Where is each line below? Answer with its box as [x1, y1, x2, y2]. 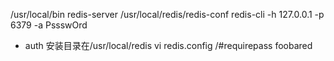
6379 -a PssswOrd [10, 19, 88, 31]
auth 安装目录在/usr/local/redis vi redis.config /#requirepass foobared [24, 40, 313, 51]
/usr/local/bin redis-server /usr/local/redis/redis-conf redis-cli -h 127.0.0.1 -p [10, 9, 325, 20]
